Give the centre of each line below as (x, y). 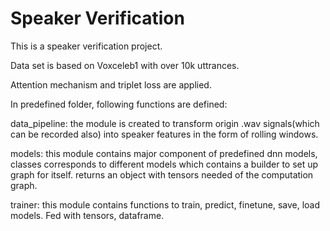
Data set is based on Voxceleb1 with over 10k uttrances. (125, 65)
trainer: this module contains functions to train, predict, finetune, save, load (165, 204)
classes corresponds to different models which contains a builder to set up (164, 164)
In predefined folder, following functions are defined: (119, 104)
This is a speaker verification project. (86, 46)
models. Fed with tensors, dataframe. (87, 215)
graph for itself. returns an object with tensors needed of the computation (162, 174)
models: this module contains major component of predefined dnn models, (164, 153)
